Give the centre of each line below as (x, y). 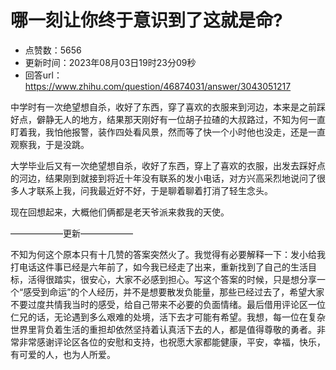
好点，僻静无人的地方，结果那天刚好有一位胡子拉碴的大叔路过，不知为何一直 (168, 119)
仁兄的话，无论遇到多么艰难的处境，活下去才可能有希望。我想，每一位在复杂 (168, 317)
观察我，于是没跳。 (50, 144)
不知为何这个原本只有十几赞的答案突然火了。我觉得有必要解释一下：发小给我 (168, 254)
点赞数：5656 (53, 50)
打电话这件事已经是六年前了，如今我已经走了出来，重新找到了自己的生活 (159, 267)
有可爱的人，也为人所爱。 (63, 354)
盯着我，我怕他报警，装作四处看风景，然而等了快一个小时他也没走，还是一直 (168, 132)
